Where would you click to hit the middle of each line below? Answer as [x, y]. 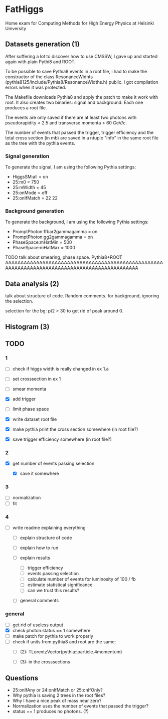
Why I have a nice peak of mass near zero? [57, 700]
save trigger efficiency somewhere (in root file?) [62, 439]
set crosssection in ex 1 [37, 379]
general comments [39, 601]
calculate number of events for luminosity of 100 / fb [82, 579]
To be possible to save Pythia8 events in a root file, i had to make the [76, 71]
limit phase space [31, 409]
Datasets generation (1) [42, 44]
